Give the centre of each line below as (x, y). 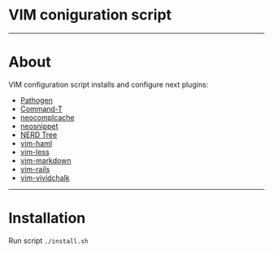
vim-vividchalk (45, 178)
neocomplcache (47, 117)
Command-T (41, 109)
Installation (47, 219)
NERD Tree (39, 135)
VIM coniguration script (90, 15)
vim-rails (35, 169)
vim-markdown (45, 161)
